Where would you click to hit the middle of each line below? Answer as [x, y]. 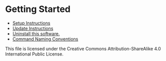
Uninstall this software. [36, 33]
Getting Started [38, 9]
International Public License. [34, 54]
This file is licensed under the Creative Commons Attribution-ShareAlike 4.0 [83, 48]
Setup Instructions [31, 23]
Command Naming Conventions [45, 39]
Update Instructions [33, 28]
